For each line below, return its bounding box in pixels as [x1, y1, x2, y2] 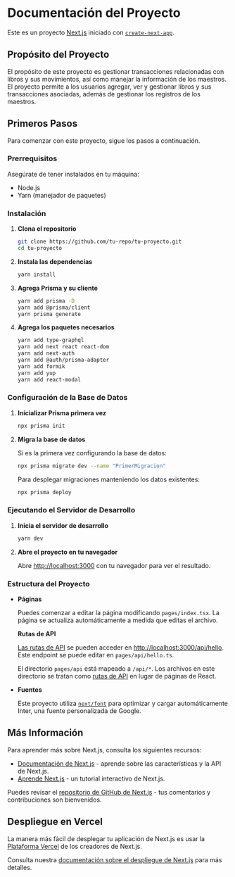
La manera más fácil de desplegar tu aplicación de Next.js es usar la [7, 834, 205, 843]
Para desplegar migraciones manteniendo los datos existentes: [17, 475, 201, 484]
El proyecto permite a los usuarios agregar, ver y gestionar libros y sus [7, 82, 212, 91]
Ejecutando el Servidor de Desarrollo [7, 505, 136, 515]
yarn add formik [17, 362, 65, 370]
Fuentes [17, 685, 42, 694]
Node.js [17, 183, 41, 191]
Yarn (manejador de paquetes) [17, 191, 107, 199]
